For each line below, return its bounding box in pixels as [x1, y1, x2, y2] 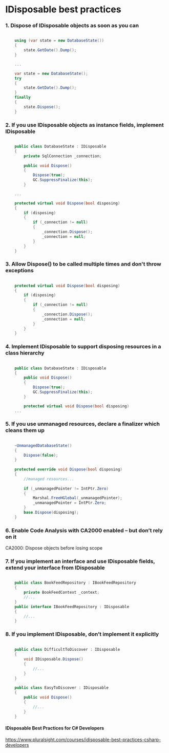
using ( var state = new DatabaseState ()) [14, 38, 104, 43]
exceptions [5, 267, 34, 274]
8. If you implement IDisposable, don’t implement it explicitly [5, 631, 159, 638]
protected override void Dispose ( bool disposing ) [14, 467, 123, 472]
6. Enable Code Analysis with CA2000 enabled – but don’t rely [5, 526, 163, 534]
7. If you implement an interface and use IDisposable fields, [5, 558, 155, 565]
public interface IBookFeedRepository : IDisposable [14, 604, 130, 609]
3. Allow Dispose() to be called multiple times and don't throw [5, 260, 161, 268]
